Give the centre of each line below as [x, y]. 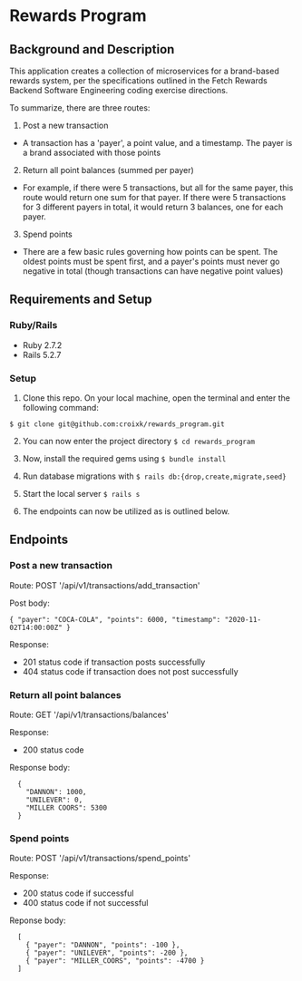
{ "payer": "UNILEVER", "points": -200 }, [107, 953]
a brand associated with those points [92, 152]
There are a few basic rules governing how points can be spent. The [150, 252]
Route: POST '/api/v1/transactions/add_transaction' [105, 585]
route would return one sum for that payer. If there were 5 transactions [154, 197]
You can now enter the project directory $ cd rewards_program [139, 441]
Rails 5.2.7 [42, 355]
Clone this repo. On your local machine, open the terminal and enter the [156, 398]
